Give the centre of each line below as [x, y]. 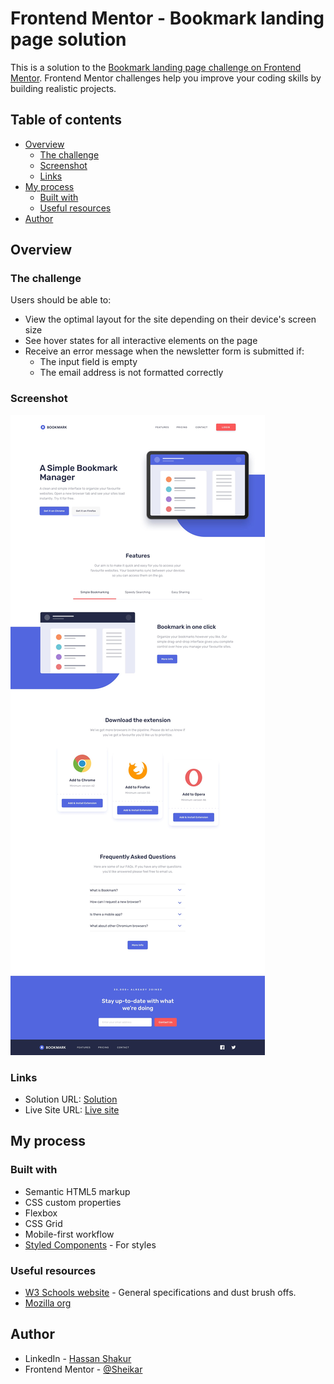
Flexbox [41, 1213]
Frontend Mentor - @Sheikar [83, 1369]
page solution [68, 39]
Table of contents [66, 120]
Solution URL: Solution [71, 1099]
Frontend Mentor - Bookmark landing [167, 18]
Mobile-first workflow [69, 1234]
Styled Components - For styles [90, 1244]
